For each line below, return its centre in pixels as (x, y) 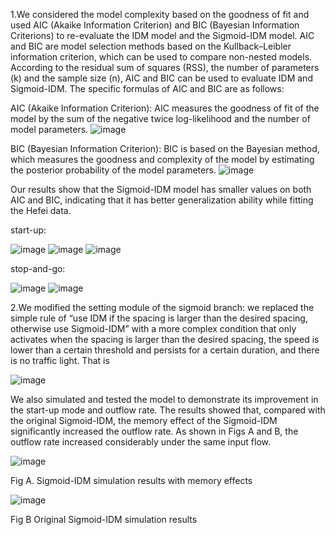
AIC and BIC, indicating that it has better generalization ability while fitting (162, 200)
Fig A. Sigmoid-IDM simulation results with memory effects (131, 480)
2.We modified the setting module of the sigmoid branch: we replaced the (162, 307)
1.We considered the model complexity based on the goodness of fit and (160, 14)
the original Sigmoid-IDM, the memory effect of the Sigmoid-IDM (144, 420)
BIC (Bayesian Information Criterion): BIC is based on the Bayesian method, (165, 148)
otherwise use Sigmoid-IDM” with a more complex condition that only (153, 328)
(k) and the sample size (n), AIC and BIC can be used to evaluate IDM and (161, 78)
